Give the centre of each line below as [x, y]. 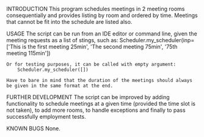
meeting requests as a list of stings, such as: [62, 40]
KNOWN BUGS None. [34, 128]
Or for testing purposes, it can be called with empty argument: [91, 64]
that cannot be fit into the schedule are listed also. [69, 22]
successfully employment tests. [46, 117]
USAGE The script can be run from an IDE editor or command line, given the [102, 34]
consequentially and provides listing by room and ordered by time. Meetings [102, 15]
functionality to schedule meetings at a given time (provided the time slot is [101, 104]
